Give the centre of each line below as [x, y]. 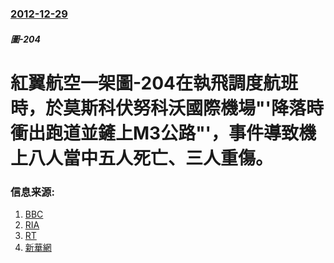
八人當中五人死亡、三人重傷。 [151, 158]
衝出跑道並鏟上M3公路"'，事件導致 [155, 133]
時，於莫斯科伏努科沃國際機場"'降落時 [167, 108]
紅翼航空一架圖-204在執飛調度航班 [154, 83]
